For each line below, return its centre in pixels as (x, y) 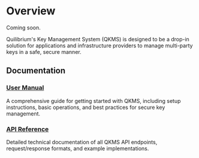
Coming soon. (23, 28)
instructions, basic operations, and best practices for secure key (86, 107)
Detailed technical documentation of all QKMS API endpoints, (82, 142)
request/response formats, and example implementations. (78, 148)
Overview (31, 11)
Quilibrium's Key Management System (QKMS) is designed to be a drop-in (98, 39)
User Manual (25, 88)
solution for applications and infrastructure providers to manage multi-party (99, 45)
